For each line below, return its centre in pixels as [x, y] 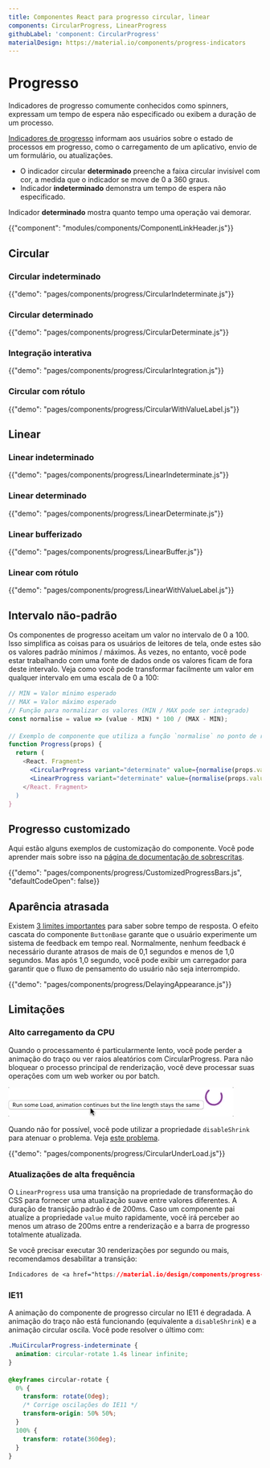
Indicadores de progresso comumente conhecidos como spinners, [119, 106]
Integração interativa [50, 353]
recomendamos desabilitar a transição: [73, 1259]
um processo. [31, 123]
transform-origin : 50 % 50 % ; [70, 1414]
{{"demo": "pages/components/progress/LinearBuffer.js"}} [106, 552]
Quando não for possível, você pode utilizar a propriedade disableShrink [129, 1129]
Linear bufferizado [45, 534]
